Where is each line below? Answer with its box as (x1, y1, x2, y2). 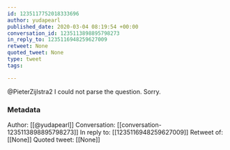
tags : (7, 62, 23, 69)
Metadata (7, 105, 40, 114)
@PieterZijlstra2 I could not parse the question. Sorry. (7, 87, 162, 96)
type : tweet (7, 56, 42, 63)
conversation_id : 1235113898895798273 (7, 29, 120, 37)
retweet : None (7, 43, 49, 50)
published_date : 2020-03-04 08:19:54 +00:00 (7, 23, 139, 30)
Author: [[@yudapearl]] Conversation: (7, 120, 116, 129)
